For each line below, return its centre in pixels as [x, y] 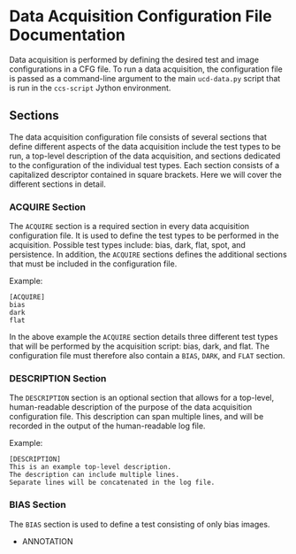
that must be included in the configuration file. [93, 264]
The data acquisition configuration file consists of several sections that [138, 137]
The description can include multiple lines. [94, 475]
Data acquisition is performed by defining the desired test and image [134, 59]
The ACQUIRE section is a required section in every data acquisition [129, 227]
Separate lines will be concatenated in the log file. [112, 483]
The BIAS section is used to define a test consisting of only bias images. [140, 524]
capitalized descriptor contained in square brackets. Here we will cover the [146, 174]
